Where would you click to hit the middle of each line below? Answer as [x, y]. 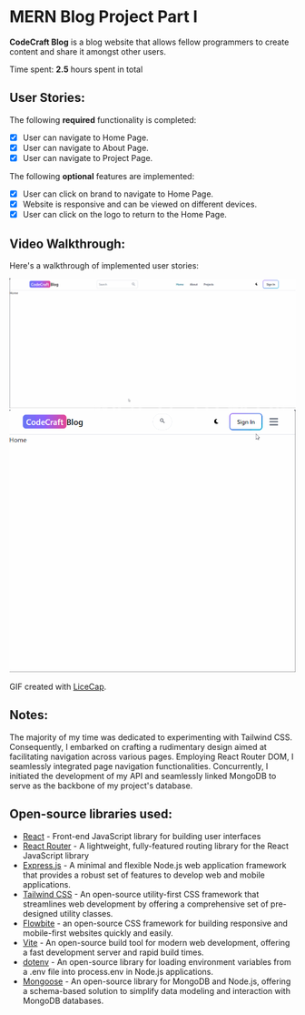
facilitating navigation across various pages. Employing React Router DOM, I [152, 756]
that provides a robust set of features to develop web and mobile [143, 875]
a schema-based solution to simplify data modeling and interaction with [156, 990]
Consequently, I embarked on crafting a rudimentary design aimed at [138, 746]
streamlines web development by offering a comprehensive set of [146, 904]
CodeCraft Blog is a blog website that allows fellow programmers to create [149, 42]
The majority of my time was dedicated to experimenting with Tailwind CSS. [151, 737]
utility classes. [86, 913]
